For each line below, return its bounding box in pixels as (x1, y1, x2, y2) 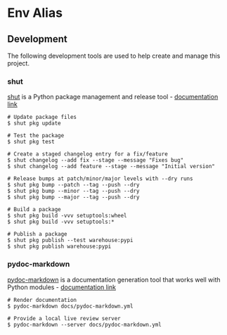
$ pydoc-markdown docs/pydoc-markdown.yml (7, 303, 134, 310)
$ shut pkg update (7, 120, 61, 127)
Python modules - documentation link (7, 283, 117, 291)
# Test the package (7, 132, 65, 139)
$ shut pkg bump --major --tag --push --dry (7, 194, 140, 201)
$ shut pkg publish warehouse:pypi (7, 243, 112, 251)
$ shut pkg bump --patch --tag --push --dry (7, 182, 140, 189)
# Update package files (7, 114, 77, 121)
